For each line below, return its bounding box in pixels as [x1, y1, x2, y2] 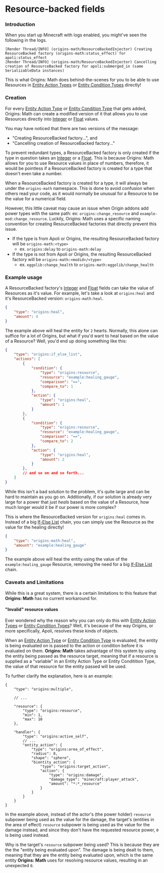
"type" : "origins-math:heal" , [14, 538, 76, 543]
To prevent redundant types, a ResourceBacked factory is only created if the [5, 150, 160, 156]
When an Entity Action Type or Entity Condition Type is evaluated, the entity [5, 637, 158, 643]
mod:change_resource [5, 216, 47, 221]
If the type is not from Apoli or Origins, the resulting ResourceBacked [12, 251, 152, 257]
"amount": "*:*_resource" [48, 781, 102, 786]
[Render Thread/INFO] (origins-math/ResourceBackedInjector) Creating [5, 47, 152, 52]
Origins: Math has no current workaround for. [5, 595, 98, 601]
